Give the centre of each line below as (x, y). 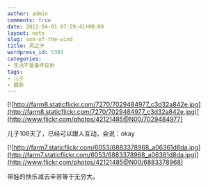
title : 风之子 (26, 46)
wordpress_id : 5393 (35, 53)
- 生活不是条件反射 (31, 65)
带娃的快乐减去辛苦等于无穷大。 (53, 177)
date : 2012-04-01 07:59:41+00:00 (56, 26)
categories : (24, 59)
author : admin (28, 14)
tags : (15, 72)
